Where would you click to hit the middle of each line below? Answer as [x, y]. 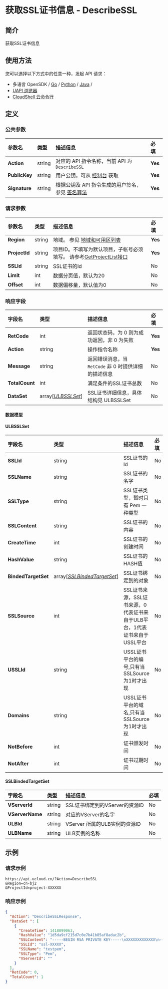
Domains [18, 715]
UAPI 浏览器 [25, 90]
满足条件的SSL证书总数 [115, 384]
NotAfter [18, 763]
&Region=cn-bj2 [21, 883]
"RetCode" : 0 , [24, 972]
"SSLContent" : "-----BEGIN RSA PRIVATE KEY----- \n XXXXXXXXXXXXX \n [89, 940]
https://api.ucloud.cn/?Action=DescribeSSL [51, 879]
